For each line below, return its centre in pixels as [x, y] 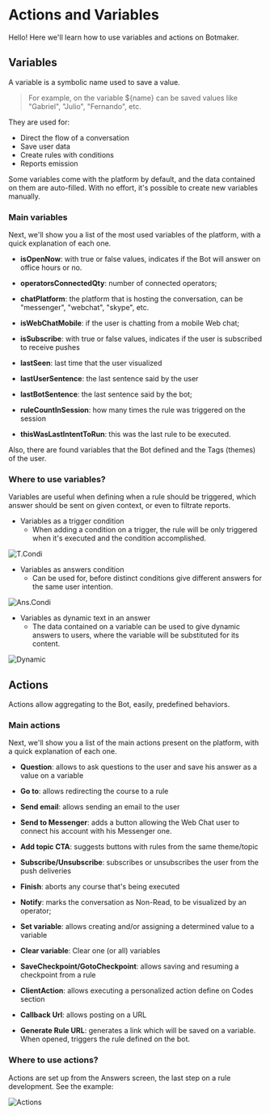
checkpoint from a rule [58, 975]
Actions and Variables [84, 15]
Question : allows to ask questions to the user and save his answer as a [138, 767]
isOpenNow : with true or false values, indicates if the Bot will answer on [140, 259]
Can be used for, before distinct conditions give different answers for [147, 578]
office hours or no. [51, 267]
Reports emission [49, 163]
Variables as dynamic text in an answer [85, 618]
